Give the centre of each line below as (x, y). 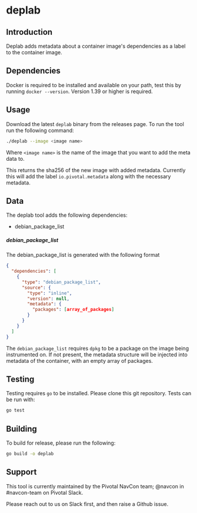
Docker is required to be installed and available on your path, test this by (94, 85)
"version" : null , (48, 299)
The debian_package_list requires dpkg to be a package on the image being (98, 348)
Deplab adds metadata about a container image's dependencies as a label (96, 46)
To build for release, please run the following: (61, 443)
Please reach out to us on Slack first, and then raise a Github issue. (87, 504)
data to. (15, 158)
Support (21, 472)
